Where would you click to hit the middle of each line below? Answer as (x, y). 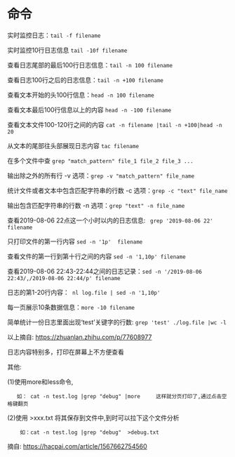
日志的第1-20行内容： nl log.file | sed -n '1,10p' (84, 292)
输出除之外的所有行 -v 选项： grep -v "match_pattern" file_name (101, 175)
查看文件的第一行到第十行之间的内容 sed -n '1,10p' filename (96, 256)
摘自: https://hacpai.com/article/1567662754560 (77, 446)
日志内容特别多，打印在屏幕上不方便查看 (66, 352)
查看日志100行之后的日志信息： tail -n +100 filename (85, 80)
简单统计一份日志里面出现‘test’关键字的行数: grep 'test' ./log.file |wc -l (117, 322)
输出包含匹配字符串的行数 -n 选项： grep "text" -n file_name (96, 205)
